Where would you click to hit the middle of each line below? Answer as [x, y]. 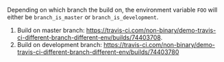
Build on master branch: [51, 30]
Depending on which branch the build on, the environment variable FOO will [112, 10]
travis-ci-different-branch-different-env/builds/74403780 [98, 52]
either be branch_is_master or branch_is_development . [83, 17]
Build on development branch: [60, 45]
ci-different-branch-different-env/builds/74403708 [89, 37]
